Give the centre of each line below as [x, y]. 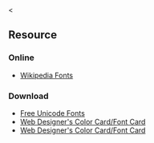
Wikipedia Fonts [47, 75]
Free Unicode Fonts [53, 113]
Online [21, 58]
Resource [33, 35]
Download [29, 96]
